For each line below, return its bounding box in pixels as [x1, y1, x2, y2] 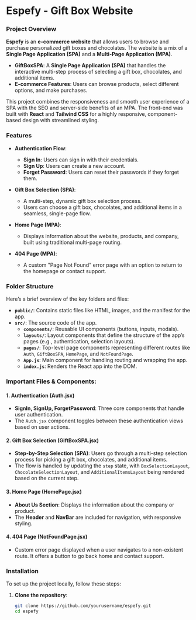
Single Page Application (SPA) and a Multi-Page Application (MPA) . [6, 51, 173, 58]
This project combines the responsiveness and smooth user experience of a [6, 98, 190, 105]
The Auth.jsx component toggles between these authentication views [14, 417, 183, 425]
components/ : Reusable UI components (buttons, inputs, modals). [23, 326, 179, 333]
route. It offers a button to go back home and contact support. [14, 552, 164, 559]
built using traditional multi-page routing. [23, 239, 122, 246]
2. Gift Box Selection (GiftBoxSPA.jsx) [6, 437, 99, 444]
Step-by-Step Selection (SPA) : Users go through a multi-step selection [14, 450, 187, 457]
